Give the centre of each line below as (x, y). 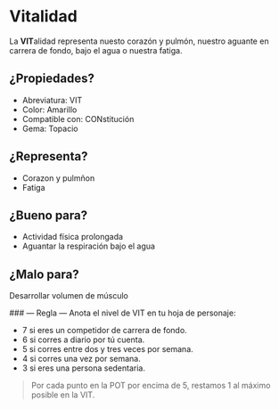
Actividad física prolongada (72, 237)
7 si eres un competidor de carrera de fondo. (104, 331)
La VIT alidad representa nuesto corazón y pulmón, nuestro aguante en (139, 41)
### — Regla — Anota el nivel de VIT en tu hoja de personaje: (123, 313)
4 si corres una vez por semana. (81, 359)
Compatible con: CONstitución (78, 119)
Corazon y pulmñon (58, 178)
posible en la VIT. (63, 395)
